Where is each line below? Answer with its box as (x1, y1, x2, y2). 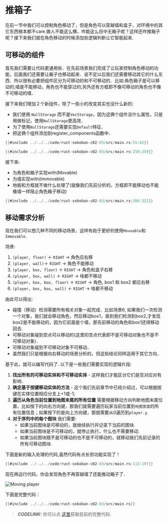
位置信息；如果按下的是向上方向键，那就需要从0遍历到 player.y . (16, 409, 148, 416)
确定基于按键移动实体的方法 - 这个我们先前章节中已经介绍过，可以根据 (12, 384, 157, 391)
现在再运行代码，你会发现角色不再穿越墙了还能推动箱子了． (5, 471, 128, 477)
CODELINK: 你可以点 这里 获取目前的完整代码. (17, 511, 111, 517)
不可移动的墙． (5, 90, 36, 96)
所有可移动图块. (19, 441, 52, 447)
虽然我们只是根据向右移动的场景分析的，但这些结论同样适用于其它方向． (12, 351, 161, 357)
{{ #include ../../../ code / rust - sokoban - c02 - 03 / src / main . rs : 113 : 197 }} (5, 461, 153, 466)
